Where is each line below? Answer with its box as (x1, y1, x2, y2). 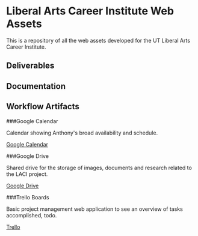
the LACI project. (6, 170, 48, 178)
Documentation (6, 81, 66, 91)
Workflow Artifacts (6, 101, 79, 112)
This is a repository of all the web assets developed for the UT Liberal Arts (6, 37, 191, 44)
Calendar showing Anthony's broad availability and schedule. (6, 129, 158, 136)
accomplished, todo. (6, 211, 57, 219)
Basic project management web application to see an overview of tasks (6, 205, 184, 213)
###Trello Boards (6, 193, 49, 201)
